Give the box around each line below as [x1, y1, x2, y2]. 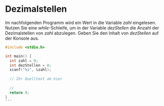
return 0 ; [9, 90, 29, 95]
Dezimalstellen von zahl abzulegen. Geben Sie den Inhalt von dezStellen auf [5, 30, 159, 36]
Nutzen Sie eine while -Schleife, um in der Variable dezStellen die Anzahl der [5, 25, 160, 30]
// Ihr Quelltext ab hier [9, 77, 63, 81]
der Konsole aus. [5, 35, 39, 41]
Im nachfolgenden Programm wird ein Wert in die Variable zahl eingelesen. [5, 20, 156, 26]
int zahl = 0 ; [9, 58, 38, 63]
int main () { [5, 53, 32, 58]
